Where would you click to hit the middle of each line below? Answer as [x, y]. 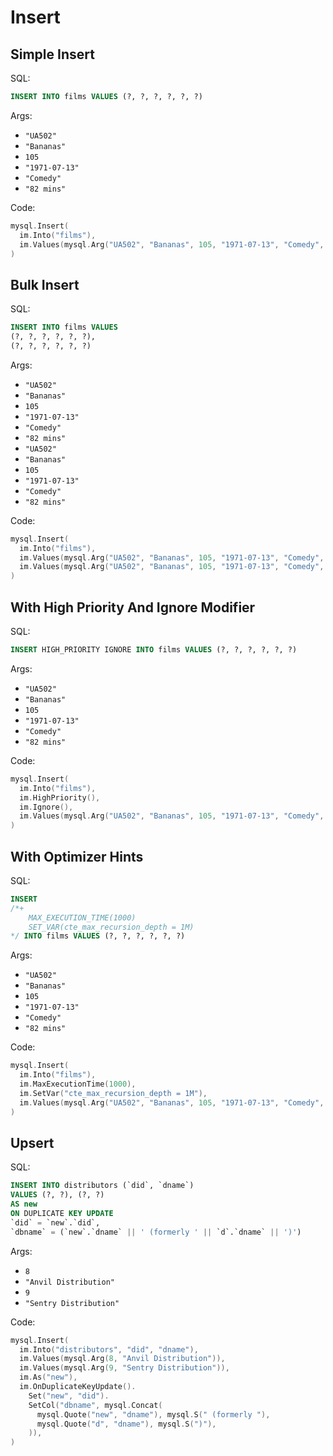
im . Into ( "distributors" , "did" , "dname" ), [109, 1349]
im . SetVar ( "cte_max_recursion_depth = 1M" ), [113, 1093]
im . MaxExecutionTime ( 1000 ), [78, 1084]
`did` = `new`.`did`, [55, 1222]
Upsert [32, 1142]
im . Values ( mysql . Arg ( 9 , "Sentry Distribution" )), [124, 1368]
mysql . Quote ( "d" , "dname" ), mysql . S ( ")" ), [126, 1424]
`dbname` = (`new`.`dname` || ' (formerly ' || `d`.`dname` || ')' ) [156, 1232]
